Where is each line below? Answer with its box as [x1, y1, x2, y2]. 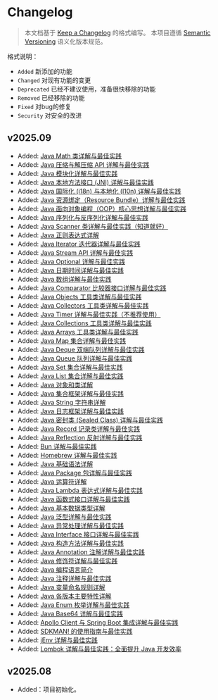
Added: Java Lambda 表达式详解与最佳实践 [17, 486, 143, 494]
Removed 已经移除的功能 [17, 93, 85, 102]
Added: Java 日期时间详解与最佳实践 [17, 265, 124, 275]
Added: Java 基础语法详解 [17, 459, 94, 468]
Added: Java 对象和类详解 [17, 380, 94, 389]
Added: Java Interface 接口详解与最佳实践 [17, 530, 139, 539]
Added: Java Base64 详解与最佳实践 [17, 609, 123, 618]
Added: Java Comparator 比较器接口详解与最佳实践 [17, 283, 167, 292]
